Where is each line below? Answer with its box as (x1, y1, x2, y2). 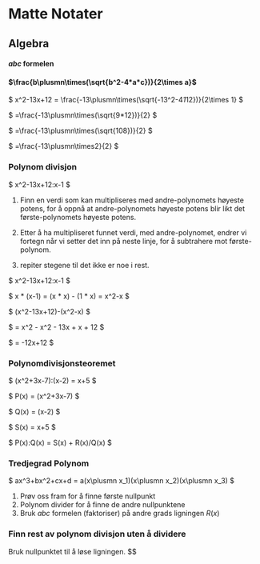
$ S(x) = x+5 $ (8, 422, 56, 432)
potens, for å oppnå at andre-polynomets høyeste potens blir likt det (19, 203, 246, 213)
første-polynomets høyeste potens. (19, 212, 137, 222)
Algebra (8, 37, 50, 50)
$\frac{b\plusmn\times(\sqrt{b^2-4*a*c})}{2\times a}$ (8, 77, 198, 86)
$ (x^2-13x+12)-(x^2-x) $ (8, 306, 90, 316)
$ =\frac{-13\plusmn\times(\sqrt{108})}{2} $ (8, 126, 154, 136)
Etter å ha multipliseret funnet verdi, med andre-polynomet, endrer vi (19, 227, 247, 237)
